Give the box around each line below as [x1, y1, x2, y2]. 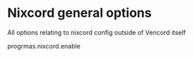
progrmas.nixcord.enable [7, 42, 81, 50]
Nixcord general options [7, 5, 152, 21]
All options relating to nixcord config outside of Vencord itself [7, 28, 186, 37]
